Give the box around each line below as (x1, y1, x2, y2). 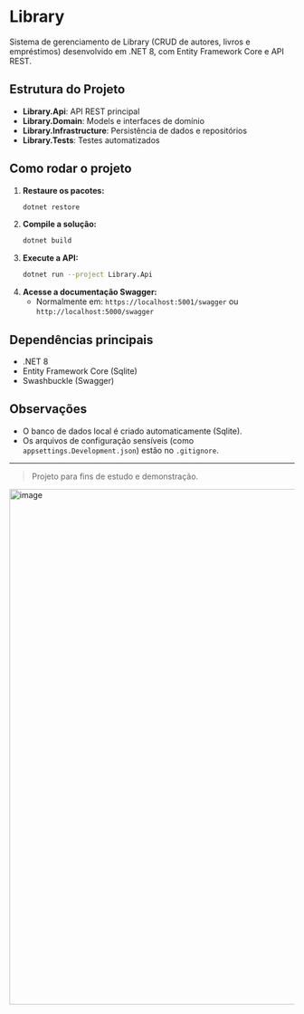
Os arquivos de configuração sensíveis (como (22, 435, 195, 445)
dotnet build (22, 236, 72, 245)
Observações (9, 401, 88, 417)
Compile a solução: (22, 219, 97, 230)
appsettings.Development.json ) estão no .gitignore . (22, 445, 219, 455)
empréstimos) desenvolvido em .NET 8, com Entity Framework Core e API (9, 45, 285, 56)
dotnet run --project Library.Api (22, 270, 153, 280)
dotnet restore (22, 202, 81, 212)
